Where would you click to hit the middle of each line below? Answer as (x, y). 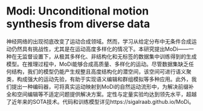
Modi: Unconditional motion (78, 11)
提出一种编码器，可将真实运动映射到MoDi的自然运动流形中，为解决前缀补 (103, 86)
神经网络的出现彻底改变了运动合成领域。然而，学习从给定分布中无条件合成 (99, 41)
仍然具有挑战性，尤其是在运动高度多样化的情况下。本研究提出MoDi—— (100, 49)
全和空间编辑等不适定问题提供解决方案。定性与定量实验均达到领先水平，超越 (101, 94)
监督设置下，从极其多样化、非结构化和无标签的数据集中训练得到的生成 (109, 56)
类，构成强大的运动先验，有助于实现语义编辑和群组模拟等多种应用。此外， (99, 79)
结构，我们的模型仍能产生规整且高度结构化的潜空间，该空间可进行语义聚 (101, 71)
